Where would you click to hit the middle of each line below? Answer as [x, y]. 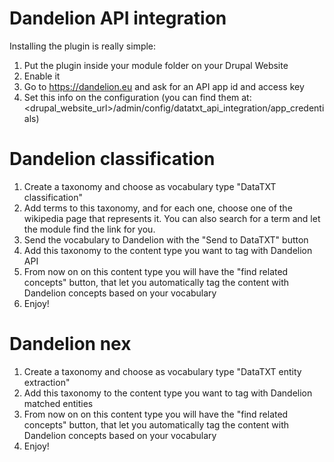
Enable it [42, 76]
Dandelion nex [70, 344]
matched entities [58, 403]
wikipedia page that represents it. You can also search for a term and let [172, 218]
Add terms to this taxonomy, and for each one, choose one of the [158, 208]
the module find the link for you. [89, 229]
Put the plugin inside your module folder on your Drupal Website [156, 65]
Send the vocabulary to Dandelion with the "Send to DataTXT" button [166, 239]
